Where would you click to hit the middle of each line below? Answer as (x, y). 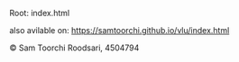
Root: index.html (40, 13)
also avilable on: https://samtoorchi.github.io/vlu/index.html (119, 30)
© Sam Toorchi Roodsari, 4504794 (74, 48)
